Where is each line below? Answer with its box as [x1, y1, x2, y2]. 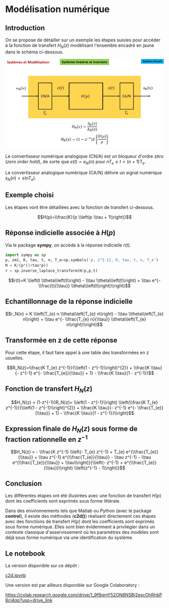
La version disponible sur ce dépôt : [5, 563, 79, 569]
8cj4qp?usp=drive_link [5, 597, 53, 603]
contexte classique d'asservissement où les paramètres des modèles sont [5, 529, 159, 535]
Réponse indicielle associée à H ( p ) [5, 228, 116, 237]
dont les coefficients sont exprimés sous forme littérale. [5, 498, 121, 504]
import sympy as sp [5, 252, 46, 258]
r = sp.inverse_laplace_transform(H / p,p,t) [5, 268, 98, 273]
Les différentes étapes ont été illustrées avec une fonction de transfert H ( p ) [5, 493, 162, 499]
